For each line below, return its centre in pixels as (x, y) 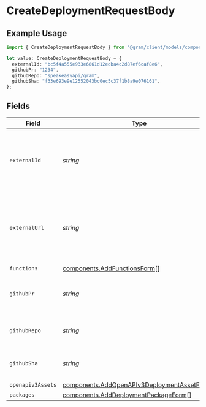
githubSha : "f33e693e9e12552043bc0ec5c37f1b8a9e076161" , (86, 81)
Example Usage (37, 33)
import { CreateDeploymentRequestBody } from (65, 47)
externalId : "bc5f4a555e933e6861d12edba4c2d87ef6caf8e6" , (88, 64)
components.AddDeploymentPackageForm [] (127, 395)
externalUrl (27, 228)
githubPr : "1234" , (36, 70)
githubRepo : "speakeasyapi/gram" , (56, 75)
